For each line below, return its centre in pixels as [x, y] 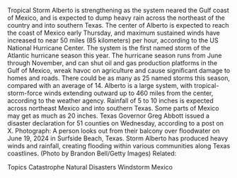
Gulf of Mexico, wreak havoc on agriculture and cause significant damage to [119, 71]
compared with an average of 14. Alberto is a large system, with [100, 85]
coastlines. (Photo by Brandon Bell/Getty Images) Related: [92, 153]
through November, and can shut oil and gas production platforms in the [112, 63]
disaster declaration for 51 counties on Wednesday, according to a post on [116, 123]
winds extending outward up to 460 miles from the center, [128, 93]
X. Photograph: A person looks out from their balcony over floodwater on [114, 131]
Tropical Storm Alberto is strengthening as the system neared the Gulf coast [118, 10]
